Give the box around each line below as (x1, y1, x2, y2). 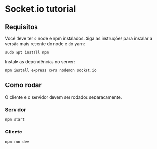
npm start (5, 117, 25, 122)
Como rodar (5, 81, 42, 89)
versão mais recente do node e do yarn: (5, 41, 85, 47)
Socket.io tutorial (5, 3, 76, 15)
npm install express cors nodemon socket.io (5, 68, 97, 73)
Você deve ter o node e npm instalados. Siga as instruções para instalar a (5, 35, 152, 41)
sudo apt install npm (5, 50, 49, 55)
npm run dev (5, 139, 29, 144)
